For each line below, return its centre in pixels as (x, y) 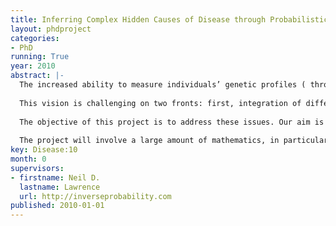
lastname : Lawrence (60, 187)
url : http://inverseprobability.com (95, 196)
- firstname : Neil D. (55, 177)
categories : (35, 38)
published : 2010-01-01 (57, 206)
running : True (40, 57)
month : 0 (28, 159)
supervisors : (37, 168)
